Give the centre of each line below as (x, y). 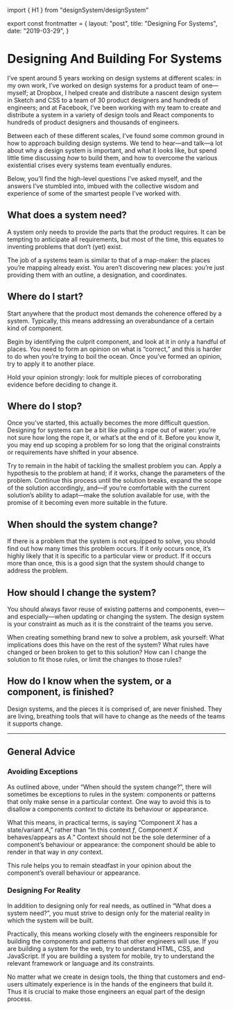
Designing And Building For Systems (114, 59)
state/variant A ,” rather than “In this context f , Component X (93, 830)
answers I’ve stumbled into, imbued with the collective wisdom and (103, 186)
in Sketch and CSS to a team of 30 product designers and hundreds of (108, 100)
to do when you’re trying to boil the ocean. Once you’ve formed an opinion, (114, 356)
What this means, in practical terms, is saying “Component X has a (102, 822)
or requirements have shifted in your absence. (73, 452)
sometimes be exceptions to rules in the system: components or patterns (112, 794)
